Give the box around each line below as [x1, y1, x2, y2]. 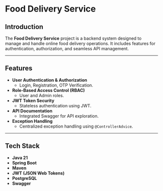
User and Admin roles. [19, 92, 64, 98]
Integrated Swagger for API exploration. [19, 113, 99, 119]
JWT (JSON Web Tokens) [12, 170, 65, 176]
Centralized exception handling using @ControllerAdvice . [19, 123, 133, 129]
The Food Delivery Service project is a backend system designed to [5, 35, 142, 41]
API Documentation [12, 108, 52, 114]
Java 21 [12, 155, 28, 161]
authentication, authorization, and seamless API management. [5, 46, 129, 51]
